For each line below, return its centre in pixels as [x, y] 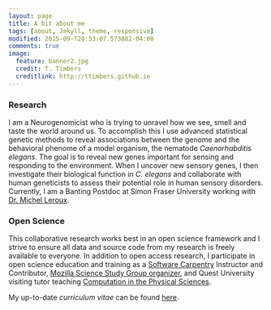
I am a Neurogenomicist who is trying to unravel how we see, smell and [127, 122]
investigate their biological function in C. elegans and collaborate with [125, 174]
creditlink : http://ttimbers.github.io [83, 76]
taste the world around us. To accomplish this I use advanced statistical [128, 131]
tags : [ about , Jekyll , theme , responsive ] [81, 31]
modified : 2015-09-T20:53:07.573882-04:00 [81, 39]
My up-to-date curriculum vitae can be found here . [94, 298]
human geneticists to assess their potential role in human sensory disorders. [136, 183]
